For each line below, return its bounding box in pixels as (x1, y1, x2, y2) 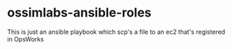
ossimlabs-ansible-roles (7, 5, 151, 21)
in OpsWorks (7, 35, 44, 43)
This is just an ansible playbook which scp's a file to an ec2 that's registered (7, 28, 226, 36)
